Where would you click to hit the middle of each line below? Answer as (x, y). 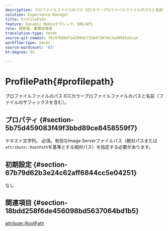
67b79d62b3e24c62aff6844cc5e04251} (71, 173)
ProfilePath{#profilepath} (60, 81)
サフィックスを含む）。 (46, 102)
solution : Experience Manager (37, 15)
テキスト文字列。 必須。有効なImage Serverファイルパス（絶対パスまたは (81, 141)
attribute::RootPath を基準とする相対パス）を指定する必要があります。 (79, 147)
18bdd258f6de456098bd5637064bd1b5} (72, 211)
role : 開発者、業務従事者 (29, 29)
